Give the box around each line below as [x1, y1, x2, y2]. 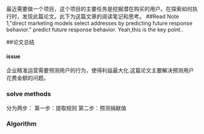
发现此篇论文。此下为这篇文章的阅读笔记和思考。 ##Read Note [22, 13, 179, 20]
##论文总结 [6, 39, 35, 45]
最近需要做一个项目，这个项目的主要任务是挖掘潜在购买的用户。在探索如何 [6, 5, 192, 12]
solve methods [6, 90, 52, 98]
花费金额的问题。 [6, 74, 49, 81]
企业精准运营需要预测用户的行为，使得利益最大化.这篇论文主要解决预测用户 [6, 67, 194, 74]
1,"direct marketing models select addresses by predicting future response [6, 20, 193, 27]
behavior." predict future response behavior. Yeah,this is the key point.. [6, 26, 184, 33]
